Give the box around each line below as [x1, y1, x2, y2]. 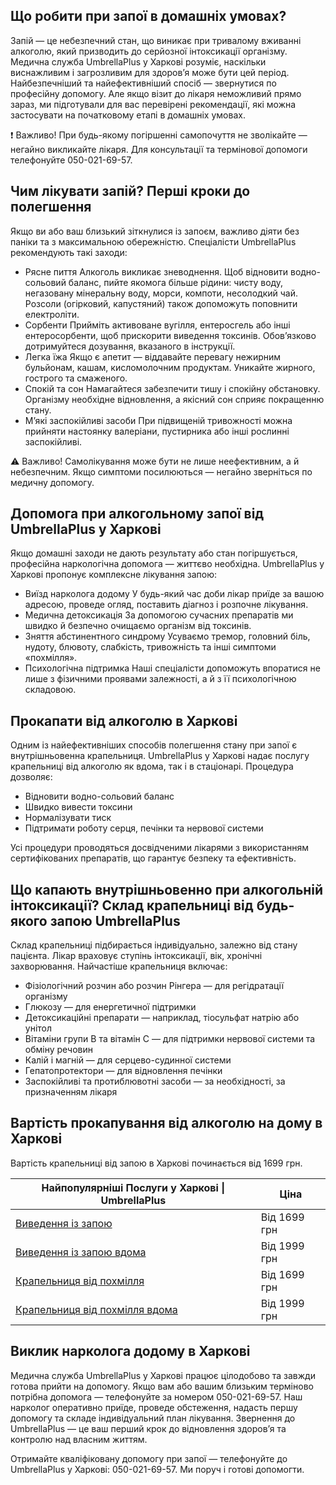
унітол [24, 1022, 53, 1034]
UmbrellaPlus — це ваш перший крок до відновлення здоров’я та [10, 1422, 287, 1434]
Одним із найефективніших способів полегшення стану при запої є [10, 739, 298, 751]
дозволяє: [10, 771, 53, 783]
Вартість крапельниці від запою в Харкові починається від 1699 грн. [10, 1157, 303, 1169]
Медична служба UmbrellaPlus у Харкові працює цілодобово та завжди [10, 1369, 316, 1381]
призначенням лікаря [24, 1086, 118, 1098]
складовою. [24, 684, 77, 696]
